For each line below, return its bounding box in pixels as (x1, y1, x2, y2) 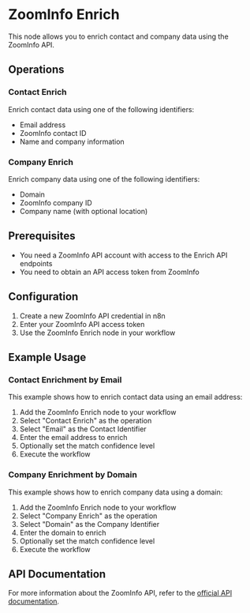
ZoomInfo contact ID (19, 128, 87, 137)
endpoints (19, 258, 53, 268)
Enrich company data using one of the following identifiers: (8, 174, 200, 183)
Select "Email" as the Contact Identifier (19, 424, 147, 434)
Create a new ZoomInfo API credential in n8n (19, 310, 166, 321)
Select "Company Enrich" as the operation (19, 511, 158, 521)
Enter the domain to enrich (19, 528, 106, 537)
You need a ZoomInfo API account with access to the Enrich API (19, 250, 228, 260)
